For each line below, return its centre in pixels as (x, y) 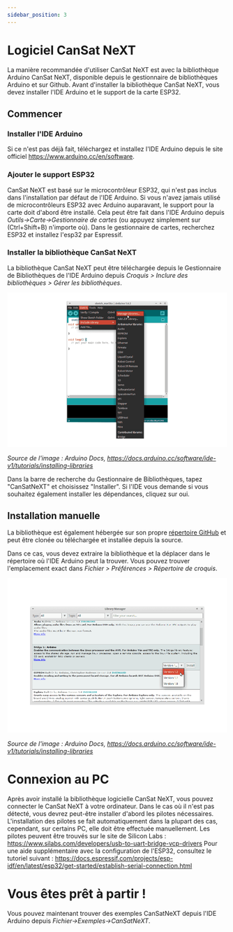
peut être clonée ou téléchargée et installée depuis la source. (95, 540)
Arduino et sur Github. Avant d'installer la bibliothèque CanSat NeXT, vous (113, 85)
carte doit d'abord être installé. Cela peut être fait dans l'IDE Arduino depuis (116, 212)
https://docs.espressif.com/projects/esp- (114, 858)
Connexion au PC (58, 779)
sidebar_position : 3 (37, 15)
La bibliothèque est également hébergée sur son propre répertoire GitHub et (117, 532)
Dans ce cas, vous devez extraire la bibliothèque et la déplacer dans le (109, 553)
